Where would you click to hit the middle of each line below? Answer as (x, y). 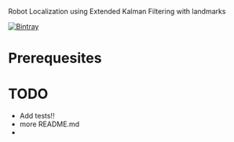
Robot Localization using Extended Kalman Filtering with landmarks (117, 11)
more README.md (49, 124)
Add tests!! (37, 116)
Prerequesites (55, 58)
